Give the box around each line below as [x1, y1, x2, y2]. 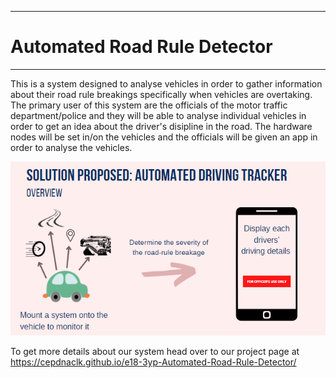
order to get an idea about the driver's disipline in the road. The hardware [10, 120, 313, 132]
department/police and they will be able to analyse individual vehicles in [10, 109, 307, 121]
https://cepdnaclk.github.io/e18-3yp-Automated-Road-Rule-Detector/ [10, 356, 297, 368]
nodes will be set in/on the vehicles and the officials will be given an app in [10, 131, 318, 143]
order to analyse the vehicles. [10, 141, 133, 153]
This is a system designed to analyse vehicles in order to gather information [10, 77, 323, 90]
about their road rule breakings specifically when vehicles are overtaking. [10, 88, 313, 100]
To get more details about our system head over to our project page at [10, 345, 300, 357]
